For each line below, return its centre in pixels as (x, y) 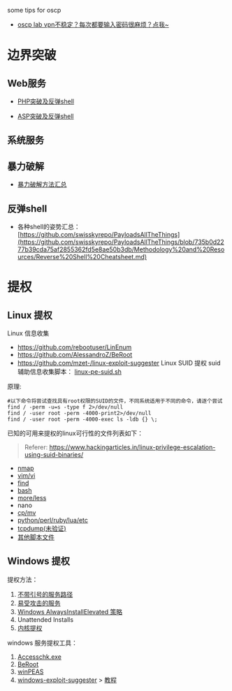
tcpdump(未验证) (42, 529)
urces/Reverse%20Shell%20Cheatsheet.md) (82, 257)
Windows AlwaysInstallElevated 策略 (70, 611)
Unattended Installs (45, 619)
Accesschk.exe (39, 657)
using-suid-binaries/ (54, 455)
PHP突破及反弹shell (46, 101)
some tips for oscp (34, 10)
